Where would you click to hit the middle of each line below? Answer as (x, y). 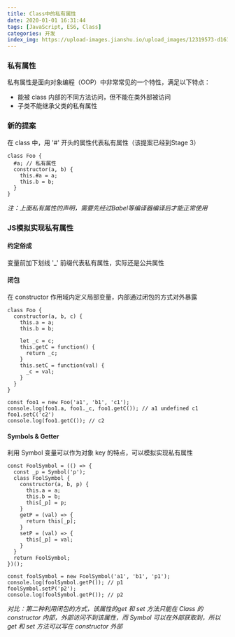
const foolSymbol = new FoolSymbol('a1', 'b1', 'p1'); (89, 577)
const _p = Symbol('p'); (50, 472)
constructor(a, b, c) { (48, 316)
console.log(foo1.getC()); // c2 (56, 421)
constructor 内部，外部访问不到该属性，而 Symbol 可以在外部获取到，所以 (114, 617)
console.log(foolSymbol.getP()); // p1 (65, 583)
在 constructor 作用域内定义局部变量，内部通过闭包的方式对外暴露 (102, 297)
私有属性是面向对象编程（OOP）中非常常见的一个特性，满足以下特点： (109, 82)
